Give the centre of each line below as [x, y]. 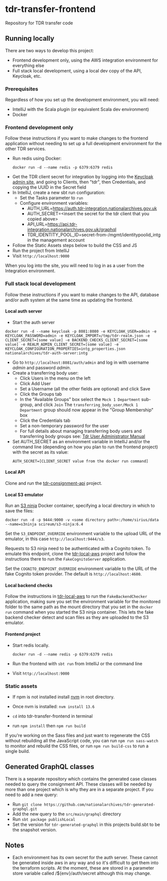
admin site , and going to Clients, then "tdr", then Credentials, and [79, 182]
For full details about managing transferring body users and [81, 431]
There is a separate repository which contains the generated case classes [81, 779]
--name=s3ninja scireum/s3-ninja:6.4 [44, 524]
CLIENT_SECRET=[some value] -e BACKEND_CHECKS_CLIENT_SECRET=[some [77, 340]
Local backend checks [29, 585]
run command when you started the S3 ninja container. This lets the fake [80, 612]
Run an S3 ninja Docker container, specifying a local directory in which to [80, 506]
